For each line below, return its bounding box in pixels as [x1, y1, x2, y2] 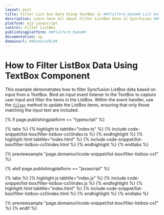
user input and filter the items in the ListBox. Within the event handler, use [5, 97, 154, 102]
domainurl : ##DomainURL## [5, 39, 58, 44]
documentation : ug [5, 35, 42, 39]
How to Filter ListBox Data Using [5, 59, 138, 71]
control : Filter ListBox [5, 25, 56, 30]
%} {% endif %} [5, 205, 38, 211]
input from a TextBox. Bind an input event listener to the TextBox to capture [5, 91, 156, 98]
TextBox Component [5, 70, 90, 81]
